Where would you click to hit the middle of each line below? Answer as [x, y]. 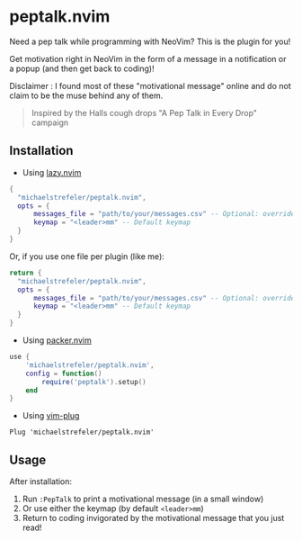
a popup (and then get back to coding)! [82, 68]
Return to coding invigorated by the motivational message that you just [153, 518]
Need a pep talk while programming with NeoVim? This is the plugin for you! [150, 41]
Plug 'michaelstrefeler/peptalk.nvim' [82, 432]
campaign [50, 122]
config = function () [64, 373]
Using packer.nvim [57, 340]
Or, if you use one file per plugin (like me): [87, 256]
